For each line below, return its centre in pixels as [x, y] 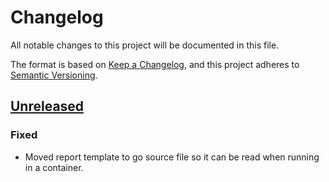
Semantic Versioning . [54, 75]
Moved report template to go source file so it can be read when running [172, 157]
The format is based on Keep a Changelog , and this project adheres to [155, 64]
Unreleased [47, 106]
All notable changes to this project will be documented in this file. [145, 45]
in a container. [54, 167]
